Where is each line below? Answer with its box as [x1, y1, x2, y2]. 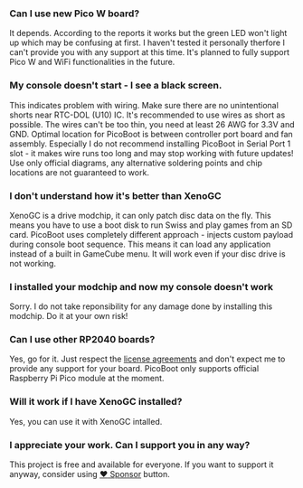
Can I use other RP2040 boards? [9, 333, 156, 346]
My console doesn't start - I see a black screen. [9, 80, 223, 92]
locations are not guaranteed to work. [9, 166, 149, 178]
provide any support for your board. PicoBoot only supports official [9, 363, 260, 374]
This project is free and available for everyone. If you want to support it [9, 459, 274, 470]
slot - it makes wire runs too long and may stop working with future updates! [9, 147, 294, 158]
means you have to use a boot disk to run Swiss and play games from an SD [9, 220, 293, 230]
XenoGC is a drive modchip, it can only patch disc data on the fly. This [9, 210, 271, 221]
